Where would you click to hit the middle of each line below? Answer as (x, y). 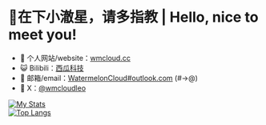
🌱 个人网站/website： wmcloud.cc (75, 58)
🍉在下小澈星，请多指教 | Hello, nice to (133, 17)
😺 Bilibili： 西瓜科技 (52, 68)
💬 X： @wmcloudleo (53, 88)
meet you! (43, 35)
